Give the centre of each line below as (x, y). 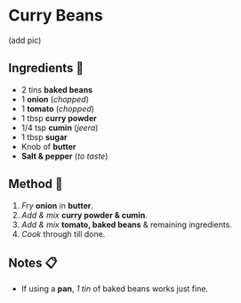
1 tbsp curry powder (59, 118)
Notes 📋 (33, 262)
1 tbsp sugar (44, 137)
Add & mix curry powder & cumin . (84, 215)
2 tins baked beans (57, 89)
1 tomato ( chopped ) (58, 109)
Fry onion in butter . (57, 205)
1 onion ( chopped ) (55, 99)
